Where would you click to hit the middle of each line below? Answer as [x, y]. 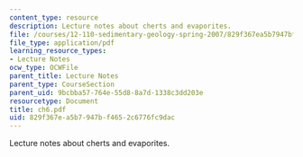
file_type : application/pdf [62, 43]
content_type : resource [54, 17]
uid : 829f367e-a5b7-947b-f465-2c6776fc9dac [92, 118]
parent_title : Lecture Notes [64, 76]
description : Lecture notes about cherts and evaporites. [120, 26]
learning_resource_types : [58, 51]
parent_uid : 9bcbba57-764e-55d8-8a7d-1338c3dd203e [106, 92]
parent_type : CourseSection [62, 84]
